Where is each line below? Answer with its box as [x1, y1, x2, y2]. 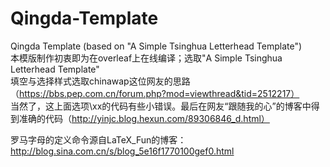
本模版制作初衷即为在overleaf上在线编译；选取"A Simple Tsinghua [10, 52, 283, 64]
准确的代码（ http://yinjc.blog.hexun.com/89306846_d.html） [18, 112, 270, 124]
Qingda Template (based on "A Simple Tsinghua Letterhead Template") [10, 40, 303, 52]
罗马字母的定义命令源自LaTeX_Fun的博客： [10, 133, 187, 146]
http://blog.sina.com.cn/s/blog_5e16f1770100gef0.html [10, 145, 235, 157]
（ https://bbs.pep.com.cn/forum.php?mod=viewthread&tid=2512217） [10, 87, 300, 99]
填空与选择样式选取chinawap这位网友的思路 [10, 75, 191, 87]
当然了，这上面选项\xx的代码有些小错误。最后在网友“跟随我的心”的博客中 [10, 100, 312, 112]
